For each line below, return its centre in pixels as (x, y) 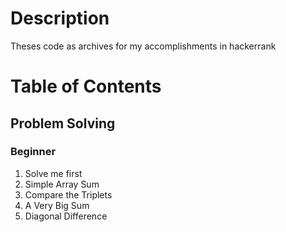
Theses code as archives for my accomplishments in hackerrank (143, 46)
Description (60, 18)
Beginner (33, 152)
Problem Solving (63, 123)
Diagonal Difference (66, 216)
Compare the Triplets (68, 194)
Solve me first (53, 173)
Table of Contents (86, 86)
